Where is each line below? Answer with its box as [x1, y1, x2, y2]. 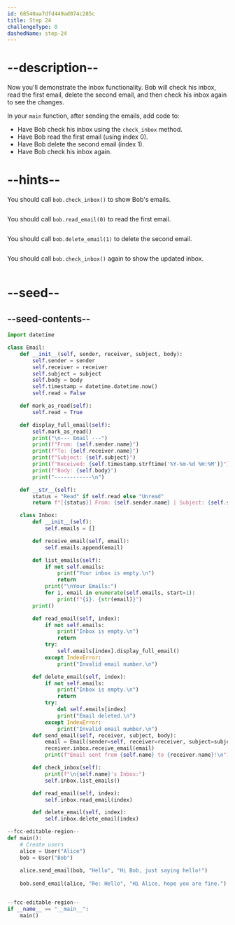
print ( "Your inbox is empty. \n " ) [57, 570, 155, 577]
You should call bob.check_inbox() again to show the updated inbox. [7, 254, 204, 263]
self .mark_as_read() [32, 428, 92, 435]
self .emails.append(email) [44, 544, 124, 551]
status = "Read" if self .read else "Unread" [32, 493, 164, 500]
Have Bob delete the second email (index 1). [17, 140, 145, 149]
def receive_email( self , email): [32, 537, 130, 544]
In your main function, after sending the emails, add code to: [7, 111, 180, 120]
